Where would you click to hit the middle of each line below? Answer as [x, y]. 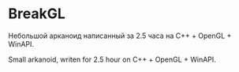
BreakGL [37, 14]
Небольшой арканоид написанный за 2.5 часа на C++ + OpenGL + [120, 36]
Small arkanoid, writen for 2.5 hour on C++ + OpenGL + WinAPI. [112, 59]
